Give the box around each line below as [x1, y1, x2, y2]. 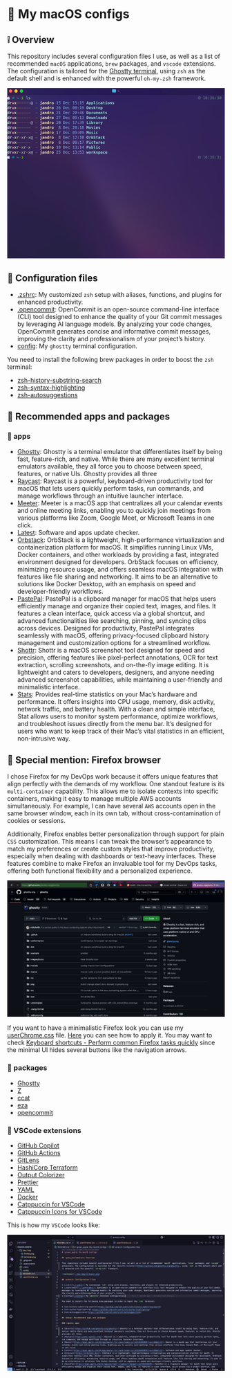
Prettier [17, 1178, 39, 1186]
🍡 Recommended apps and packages [7, 411, 171, 423]
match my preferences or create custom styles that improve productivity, [7, 844, 215, 853]
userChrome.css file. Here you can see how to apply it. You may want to [7, 1031, 213, 1040]
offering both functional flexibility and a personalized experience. [7, 867, 193, 875]
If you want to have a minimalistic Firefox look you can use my [7, 1024, 184, 1032]
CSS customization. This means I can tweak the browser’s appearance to [7, 837, 213, 846]
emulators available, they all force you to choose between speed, [17, 462, 203, 470]
